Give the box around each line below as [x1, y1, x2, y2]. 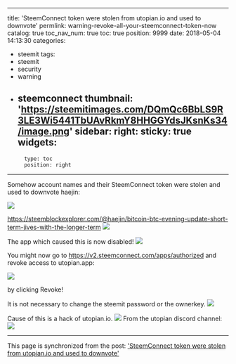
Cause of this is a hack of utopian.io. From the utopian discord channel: [7, 314, 223, 323]
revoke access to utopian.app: [7, 258, 95, 267]
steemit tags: [17, 50, 55, 58]
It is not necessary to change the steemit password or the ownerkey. [7, 299, 206, 308]
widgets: [17, 136, 58, 148]
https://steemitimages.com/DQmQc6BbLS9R [20, 103, 223, 116]
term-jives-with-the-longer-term [7, 223, 102, 231]
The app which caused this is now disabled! [7, 237, 135, 246]
